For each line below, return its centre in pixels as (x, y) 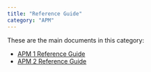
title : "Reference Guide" (45, 14)
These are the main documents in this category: (76, 40)
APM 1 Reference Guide (51, 54)
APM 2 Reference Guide (52, 61)
